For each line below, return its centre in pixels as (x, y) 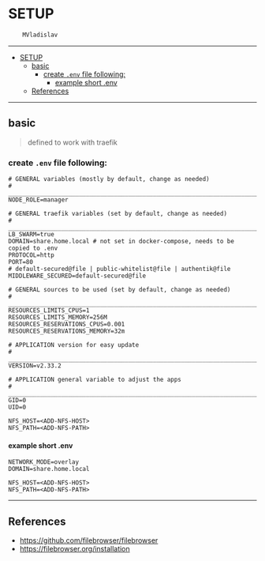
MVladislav (40, 35)
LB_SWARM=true (32, 234)
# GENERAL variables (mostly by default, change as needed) (109, 179)
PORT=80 (21, 262)
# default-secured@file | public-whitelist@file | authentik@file (119, 269)
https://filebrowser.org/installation (75, 548)
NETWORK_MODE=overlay (44, 462)
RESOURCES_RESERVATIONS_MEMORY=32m (67, 331)
